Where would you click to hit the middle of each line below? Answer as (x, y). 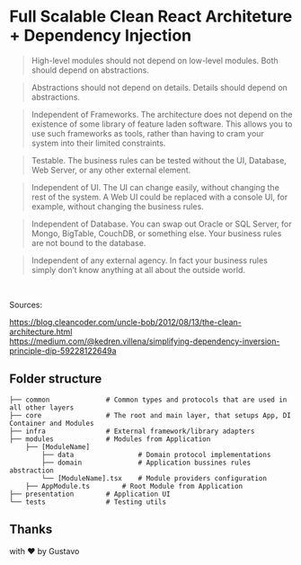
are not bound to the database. (89, 243)
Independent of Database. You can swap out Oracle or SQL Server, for (161, 224)
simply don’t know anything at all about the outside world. (138, 269)
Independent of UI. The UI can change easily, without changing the (155, 187)
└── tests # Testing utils (88, 502)
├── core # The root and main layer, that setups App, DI (150, 415)
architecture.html (41, 331)
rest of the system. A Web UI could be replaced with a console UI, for (159, 197)
